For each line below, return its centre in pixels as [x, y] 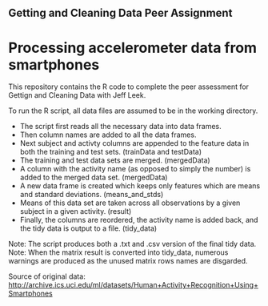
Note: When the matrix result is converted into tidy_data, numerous [118, 252]
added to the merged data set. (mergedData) [94, 177]
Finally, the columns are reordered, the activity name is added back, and [139, 220]
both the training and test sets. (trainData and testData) [111, 152]
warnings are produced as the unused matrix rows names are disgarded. [128, 261]
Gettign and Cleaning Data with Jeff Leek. [77, 95]
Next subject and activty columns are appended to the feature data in [134, 143]
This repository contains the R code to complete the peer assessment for [129, 87]
